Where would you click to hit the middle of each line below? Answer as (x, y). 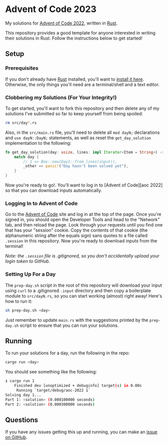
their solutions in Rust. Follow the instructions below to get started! (74, 38)
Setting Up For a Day (30, 274)
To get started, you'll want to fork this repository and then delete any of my (82, 108)
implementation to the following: (38, 143)
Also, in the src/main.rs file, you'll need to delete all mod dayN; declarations (82, 132)
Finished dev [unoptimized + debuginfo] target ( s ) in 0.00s (78, 386)
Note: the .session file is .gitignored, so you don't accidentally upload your (82, 256)
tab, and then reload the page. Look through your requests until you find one (84, 225)
